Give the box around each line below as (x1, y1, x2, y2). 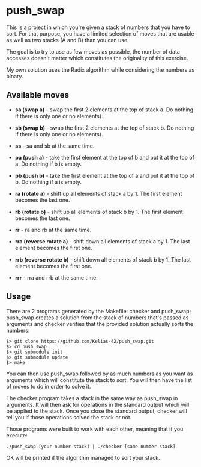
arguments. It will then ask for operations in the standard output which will (6, 401, 190, 408)
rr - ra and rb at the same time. (14, 226, 92, 233)
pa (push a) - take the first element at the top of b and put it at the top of (14, 154, 195, 161)
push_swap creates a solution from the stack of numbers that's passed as (6, 314, 189, 321)
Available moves (6, 90, 69, 100)
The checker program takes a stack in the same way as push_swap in (6, 394, 178, 401)
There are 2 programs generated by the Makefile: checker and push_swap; (6, 307, 191, 315)
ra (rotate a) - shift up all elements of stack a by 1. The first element (14, 190, 182, 197)
